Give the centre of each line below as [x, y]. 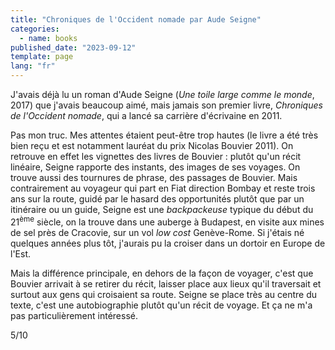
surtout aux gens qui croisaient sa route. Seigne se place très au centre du [164, 294]
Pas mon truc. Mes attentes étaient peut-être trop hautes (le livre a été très [164, 135]
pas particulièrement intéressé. [74, 315]
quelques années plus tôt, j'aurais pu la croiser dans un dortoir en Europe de [168, 243]
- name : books [48, 38]
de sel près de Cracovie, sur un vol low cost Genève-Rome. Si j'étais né [157, 232]
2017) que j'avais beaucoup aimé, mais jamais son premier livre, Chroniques [166, 105]
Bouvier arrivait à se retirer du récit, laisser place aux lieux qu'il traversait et [166, 283]
